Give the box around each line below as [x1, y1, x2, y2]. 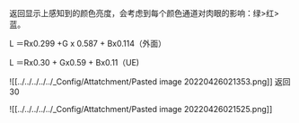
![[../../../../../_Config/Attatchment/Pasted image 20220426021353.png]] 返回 [9, 76, 291, 87]
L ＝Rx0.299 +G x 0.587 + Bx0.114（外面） [9, 39, 166, 48]
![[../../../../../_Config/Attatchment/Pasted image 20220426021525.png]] [9, 104, 273, 114]
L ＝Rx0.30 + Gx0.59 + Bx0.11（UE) [9, 57, 140, 67]
